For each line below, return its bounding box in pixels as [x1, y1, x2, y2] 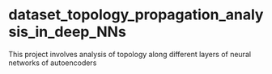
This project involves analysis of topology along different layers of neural [8, 49, 252, 59]
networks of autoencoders [8, 58, 97, 68]
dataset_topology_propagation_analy [8, 6, 264, 24]
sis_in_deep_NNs [8, 23, 127, 41]
